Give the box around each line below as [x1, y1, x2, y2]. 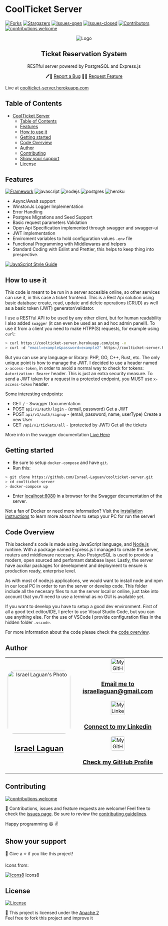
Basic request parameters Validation [12, 219, 87, 225]
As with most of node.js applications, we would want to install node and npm [5, 577, 163, 584]
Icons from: [5, 862, 29, 868]
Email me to [101, 680, 134, 688]
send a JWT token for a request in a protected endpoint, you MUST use [5, 376, 152, 382]
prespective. [12, 252, 38, 258]
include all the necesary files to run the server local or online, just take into [5, 589, 159, 595]
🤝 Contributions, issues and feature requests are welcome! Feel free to [5, 805, 151, 812]
